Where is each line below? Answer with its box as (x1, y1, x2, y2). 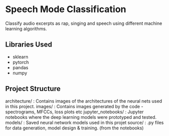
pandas (12, 64, 29, 70)
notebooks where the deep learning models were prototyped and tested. (5, 114, 157, 120)
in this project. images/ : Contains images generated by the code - (5, 103, 143, 109)
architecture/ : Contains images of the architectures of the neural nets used (5, 98, 162, 104)
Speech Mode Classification (5, 4, 126, 15)
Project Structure (5, 84, 61, 93)
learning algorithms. (5, 25, 47, 31)
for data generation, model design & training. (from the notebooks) (5, 125, 144, 131)
